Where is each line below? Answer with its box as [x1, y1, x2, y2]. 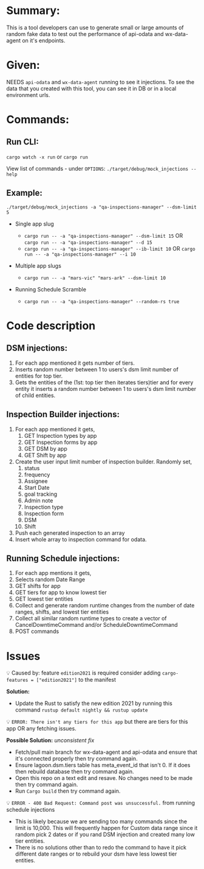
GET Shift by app [24, 451, 67, 459]
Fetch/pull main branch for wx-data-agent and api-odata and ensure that [15, 748, 197, 756]
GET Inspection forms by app [24, 438, 98, 446]
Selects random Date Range [15, 576, 86, 583]
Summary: [6, 4, 61, 18]
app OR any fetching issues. [6, 725, 77, 732]
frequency [24, 471, 50, 478]
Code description [6, 318, 96, 332]
